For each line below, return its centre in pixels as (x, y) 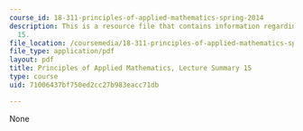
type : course (34, 77)
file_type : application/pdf (62, 51)
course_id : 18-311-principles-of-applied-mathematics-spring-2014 (137, 18)
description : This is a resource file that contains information (134, 26)
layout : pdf (32, 60)
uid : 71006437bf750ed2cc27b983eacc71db (84, 85)
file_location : (38, 43)
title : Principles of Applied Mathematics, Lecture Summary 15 (131, 69)
